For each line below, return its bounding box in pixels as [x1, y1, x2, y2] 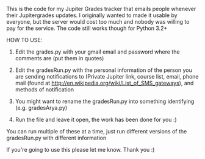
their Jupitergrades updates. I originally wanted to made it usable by [6, 12, 178, 19]
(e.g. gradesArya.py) [15, 104, 68, 111]
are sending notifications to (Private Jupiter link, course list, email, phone [15, 73, 199, 80]
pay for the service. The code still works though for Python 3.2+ [6, 24, 168, 32]
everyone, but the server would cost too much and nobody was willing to [6, 18, 190, 25]
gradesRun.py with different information [6, 134, 107, 141]
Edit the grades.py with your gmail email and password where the [15, 48, 180, 55]
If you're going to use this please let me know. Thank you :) [6, 146, 155, 153]
